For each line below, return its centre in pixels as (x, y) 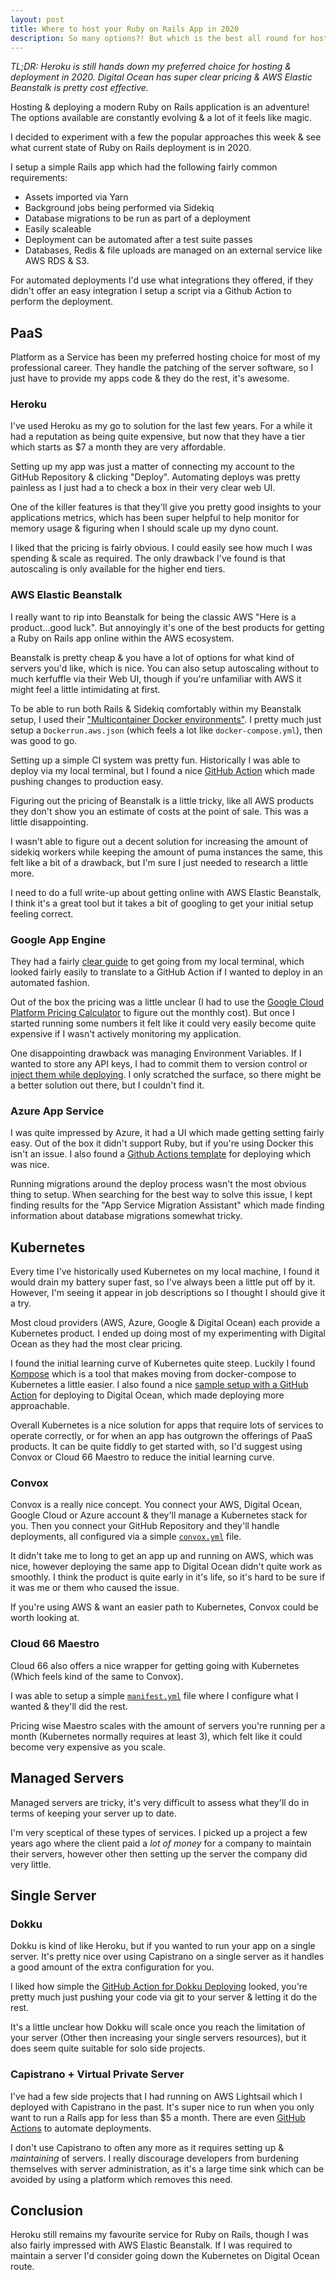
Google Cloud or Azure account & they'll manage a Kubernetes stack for (159, 1515)
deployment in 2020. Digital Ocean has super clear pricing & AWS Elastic (161, 77)
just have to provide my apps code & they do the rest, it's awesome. (150, 378)
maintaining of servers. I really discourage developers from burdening (155, 2158)
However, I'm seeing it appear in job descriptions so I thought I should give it (168, 1293)
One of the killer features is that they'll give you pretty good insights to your (166, 507)
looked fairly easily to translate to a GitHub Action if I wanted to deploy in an (166, 972)
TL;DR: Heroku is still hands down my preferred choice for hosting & (151, 67)
